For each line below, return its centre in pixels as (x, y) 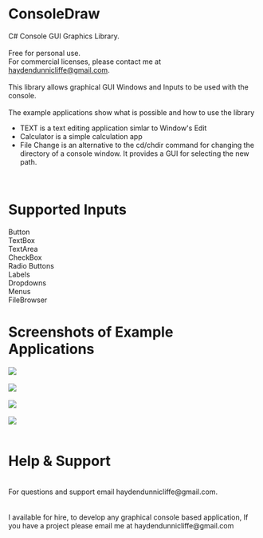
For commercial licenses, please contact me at (85, 62)
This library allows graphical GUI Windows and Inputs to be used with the (128, 87)
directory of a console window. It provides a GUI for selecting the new (134, 153)
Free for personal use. (45, 53)
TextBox (22, 240)
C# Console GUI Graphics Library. (64, 36)
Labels (19, 274)
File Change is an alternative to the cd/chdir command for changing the (137, 145)
